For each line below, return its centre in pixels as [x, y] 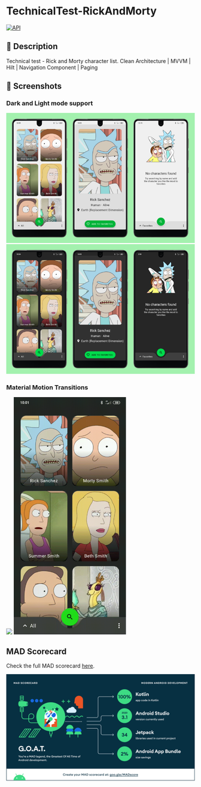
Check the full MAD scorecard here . [50, 666]
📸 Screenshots [34, 86]
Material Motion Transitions [47, 387]
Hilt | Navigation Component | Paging [52, 67]
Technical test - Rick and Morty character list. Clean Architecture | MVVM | [98, 61]
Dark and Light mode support [50, 103]
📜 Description [32, 46]
